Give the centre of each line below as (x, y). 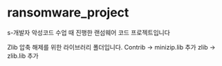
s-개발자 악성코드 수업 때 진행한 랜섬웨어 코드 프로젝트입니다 (89, 32)
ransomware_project (68, 13)
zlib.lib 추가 (23, 56)
